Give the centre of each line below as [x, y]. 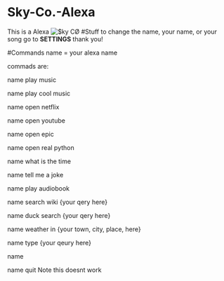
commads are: [28, 66]
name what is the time [39, 161]
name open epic [31, 134]
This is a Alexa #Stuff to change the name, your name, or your [112, 32]
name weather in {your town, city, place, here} [74, 229]
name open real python [41, 147]
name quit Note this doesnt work [54, 270]
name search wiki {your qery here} [58, 202]
